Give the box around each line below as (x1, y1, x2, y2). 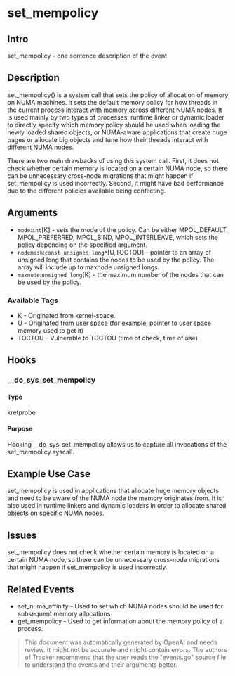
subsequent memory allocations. (17, 610, 112, 618)
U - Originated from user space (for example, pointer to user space (17, 319, 212, 327)
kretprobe (7, 408, 36, 416)
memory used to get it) (17, 326, 84, 335)
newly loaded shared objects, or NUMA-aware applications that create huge (7, 128, 227, 136)
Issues (7, 529, 37, 541)
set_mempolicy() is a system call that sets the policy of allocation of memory (7, 90, 229, 99)
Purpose (7, 424, 33, 433)
